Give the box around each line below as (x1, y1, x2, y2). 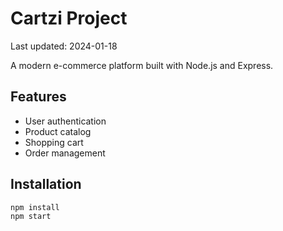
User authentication (24, 115, 107, 127)
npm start (10, 212, 52, 222)
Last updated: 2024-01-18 (10, 40, 118, 52)
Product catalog (24, 125, 92, 137)
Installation (10, 176, 82, 193)
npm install (10, 202, 60, 212)
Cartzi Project (10, 7, 128, 30)
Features (10, 88, 67, 106)
